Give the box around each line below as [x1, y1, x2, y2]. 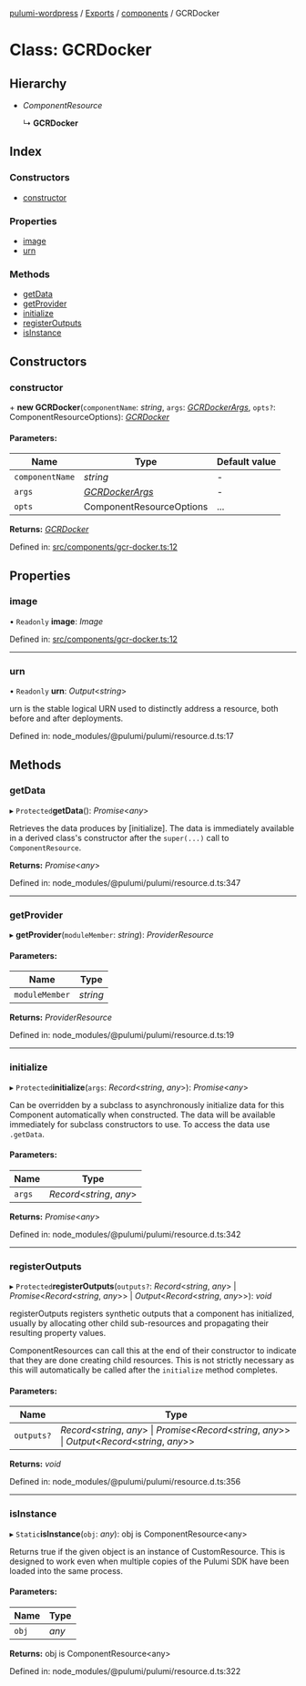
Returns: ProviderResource [9, 1012, 112, 1023]
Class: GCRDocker [9, 40, 152, 60]
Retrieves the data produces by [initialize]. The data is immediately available [9, 822, 294, 833]
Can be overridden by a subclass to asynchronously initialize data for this [9, 1099, 285, 1110]
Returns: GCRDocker [9, 524, 89, 535]
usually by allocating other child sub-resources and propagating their [9, 1318, 270, 1329]
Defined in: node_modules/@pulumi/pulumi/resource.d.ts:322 [9, 1665, 241, 1676]
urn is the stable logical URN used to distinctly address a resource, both [9, 704, 280, 714]
